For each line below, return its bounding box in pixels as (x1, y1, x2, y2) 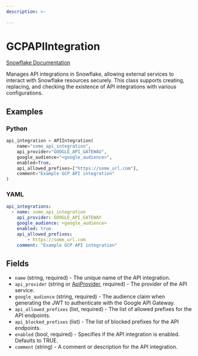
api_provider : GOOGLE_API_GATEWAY (17, 215, 102, 221)
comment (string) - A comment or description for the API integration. (14, 344, 178, 351)
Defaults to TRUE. (14, 337, 59, 344)
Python (6, 124, 28, 132)
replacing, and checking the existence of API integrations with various (6, 83, 177, 90)
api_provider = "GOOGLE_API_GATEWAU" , (17, 148, 108, 154)
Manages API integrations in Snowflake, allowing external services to (6, 70, 174, 77)
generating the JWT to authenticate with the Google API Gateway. (14, 299, 176, 306)
